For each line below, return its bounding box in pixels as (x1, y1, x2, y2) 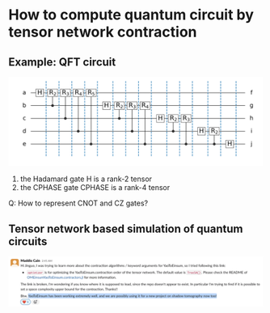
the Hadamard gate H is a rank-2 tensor (19, 174, 152, 184)
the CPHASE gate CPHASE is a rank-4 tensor (19, 183, 171, 192)
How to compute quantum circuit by (8, 6, 255, 24)
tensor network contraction (8, 23, 197, 41)
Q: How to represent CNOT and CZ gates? (8, 198, 148, 208)
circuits (8, 235, 48, 248)
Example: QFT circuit (8, 55, 116, 69)
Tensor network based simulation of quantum (8, 222, 244, 235)
